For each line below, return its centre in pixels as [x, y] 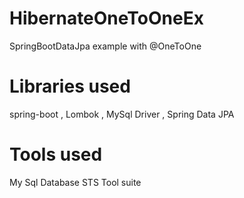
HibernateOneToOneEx [106, 18]
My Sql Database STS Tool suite [75, 182]
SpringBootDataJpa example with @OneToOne [105, 46]
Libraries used [70, 86]
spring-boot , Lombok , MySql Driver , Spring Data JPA [122, 114]
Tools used [56, 154]
